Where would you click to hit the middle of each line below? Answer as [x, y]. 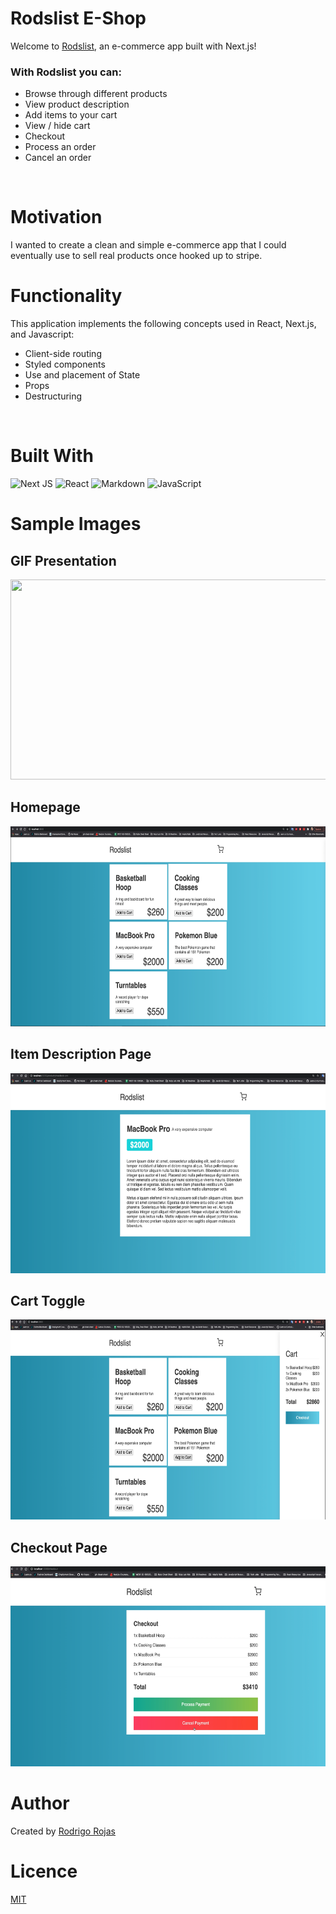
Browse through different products [96, 94]
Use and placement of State [82, 375]
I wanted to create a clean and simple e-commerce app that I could [148, 245]
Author [40, 1803]
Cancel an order [58, 158]
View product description [77, 104]
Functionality [66, 296]
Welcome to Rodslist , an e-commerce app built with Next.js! [133, 46]
